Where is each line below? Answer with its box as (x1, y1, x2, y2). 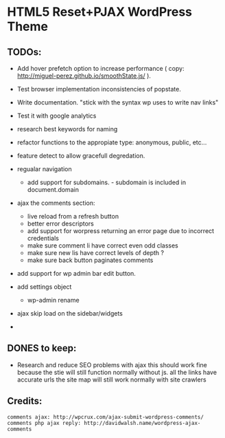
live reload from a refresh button (27, 212, 119, 220)
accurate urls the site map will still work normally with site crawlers (16, 375, 207, 384)
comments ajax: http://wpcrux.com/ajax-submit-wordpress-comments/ (7, 413, 204, 420)
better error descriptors (27, 219, 95, 228)
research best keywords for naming (16, 125, 118, 133)
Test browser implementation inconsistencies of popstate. (16, 85, 182, 93)
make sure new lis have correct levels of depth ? (27, 249, 165, 256)
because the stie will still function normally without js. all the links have (16, 368, 217, 376)
